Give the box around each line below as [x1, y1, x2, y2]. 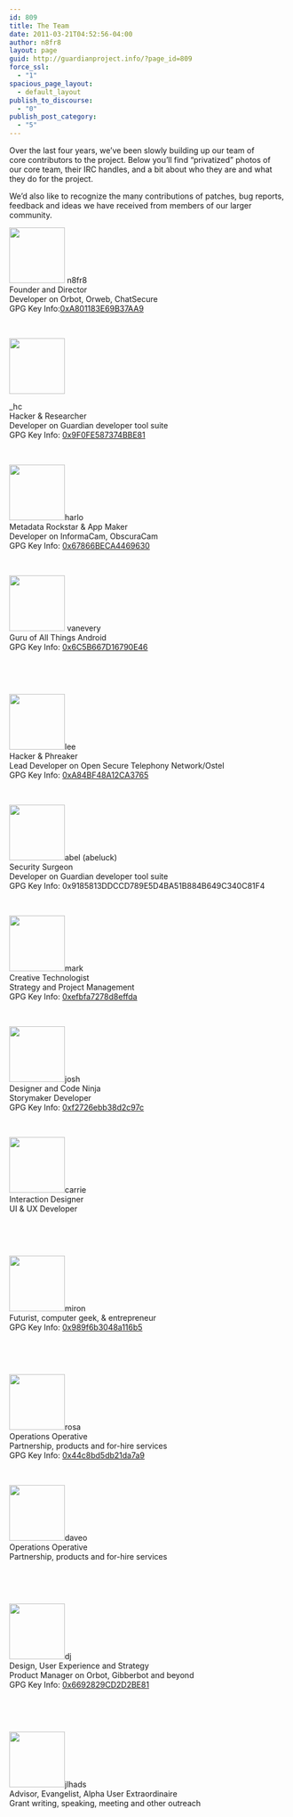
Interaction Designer [9, 1194, 84, 1204]
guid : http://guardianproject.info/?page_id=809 [9, 54, 193, 63]
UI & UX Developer [9, 1203, 78, 1214]
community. [9, 210, 52, 220]
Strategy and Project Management [9, 982, 135, 992]
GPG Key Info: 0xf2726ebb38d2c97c [9, 1102, 145, 1112]
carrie [65, 1185, 87, 1194]
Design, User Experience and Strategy [9, 1660, 149, 1671]
